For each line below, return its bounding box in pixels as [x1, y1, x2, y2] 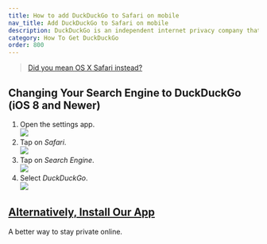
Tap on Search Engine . [19, 155, 95, 165]
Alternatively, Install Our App [8, 206, 155, 219]
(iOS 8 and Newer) [8, 99, 101, 112]
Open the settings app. [19, 119, 95, 129]
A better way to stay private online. [8, 227, 123, 236]
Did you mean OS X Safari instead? [27, 63, 143, 72]
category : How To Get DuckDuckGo [8, 33, 119, 42]
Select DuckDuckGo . [19, 172, 89, 183]
